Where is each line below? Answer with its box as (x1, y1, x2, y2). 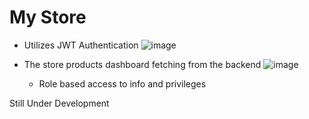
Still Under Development (9, 97, 110, 109)
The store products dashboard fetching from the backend (23, 58, 262, 70)
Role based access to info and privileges (38, 77, 207, 90)
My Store (9, 6, 87, 29)
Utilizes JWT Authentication (23, 39, 139, 51)
